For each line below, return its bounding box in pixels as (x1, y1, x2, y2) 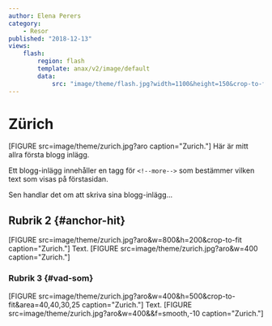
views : (8, 42, 31, 50)
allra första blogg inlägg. (8, 150, 90, 160)
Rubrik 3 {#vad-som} (8, 272, 94, 284)
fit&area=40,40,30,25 (8, 299, 81, 309)
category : (8, 19, 42, 28)
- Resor (23, 27, 49, 35)
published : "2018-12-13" (8, 34, 92, 43)
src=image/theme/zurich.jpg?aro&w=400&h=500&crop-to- (38, 291, 236, 301)
